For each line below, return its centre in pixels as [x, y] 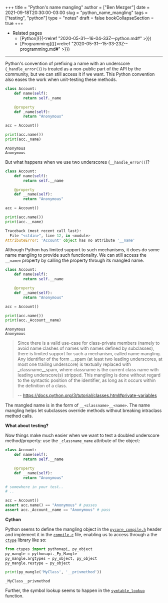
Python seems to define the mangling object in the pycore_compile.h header [83, 529]
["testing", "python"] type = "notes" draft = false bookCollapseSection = [79, 18]
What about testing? [27, 426]
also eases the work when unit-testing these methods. [61, 79]
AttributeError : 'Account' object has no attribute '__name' [70, 240]
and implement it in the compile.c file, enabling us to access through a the [81, 534]
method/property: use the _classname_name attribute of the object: [73, 441]
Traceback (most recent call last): [43, 231]
